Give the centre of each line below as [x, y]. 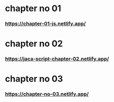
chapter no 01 [33, 8]
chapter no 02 [34, 44]
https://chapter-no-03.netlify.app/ [47, 94]
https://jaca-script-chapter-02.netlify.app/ [57, 59]
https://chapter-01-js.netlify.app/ [45, 24]
